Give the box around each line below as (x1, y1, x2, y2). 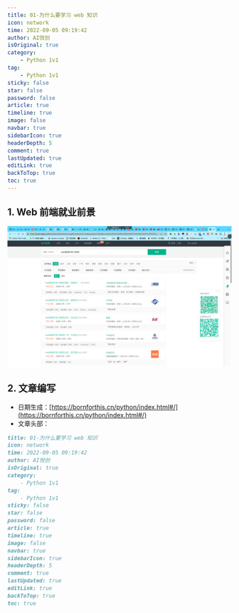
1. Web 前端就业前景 (7, 206, 96, 218)
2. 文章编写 (7, 383, 56, 395)
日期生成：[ (17, 402, 52, 411)
